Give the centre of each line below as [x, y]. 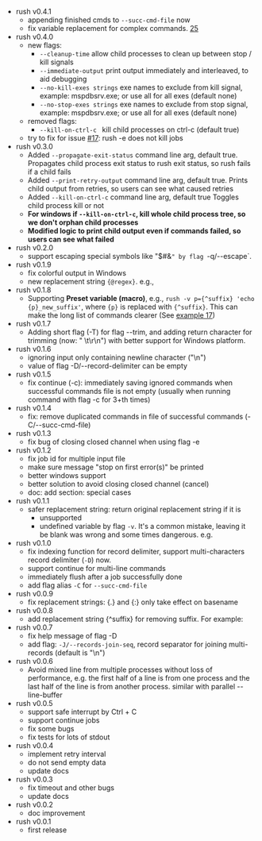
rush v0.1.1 [33, 501]
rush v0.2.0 [35, 248]
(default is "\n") [80, 653]
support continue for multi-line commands [97, 568]
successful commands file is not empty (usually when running [129, 391]
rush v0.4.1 [33, 12]
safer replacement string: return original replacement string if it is [134, 509]
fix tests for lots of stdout [69, 737]
